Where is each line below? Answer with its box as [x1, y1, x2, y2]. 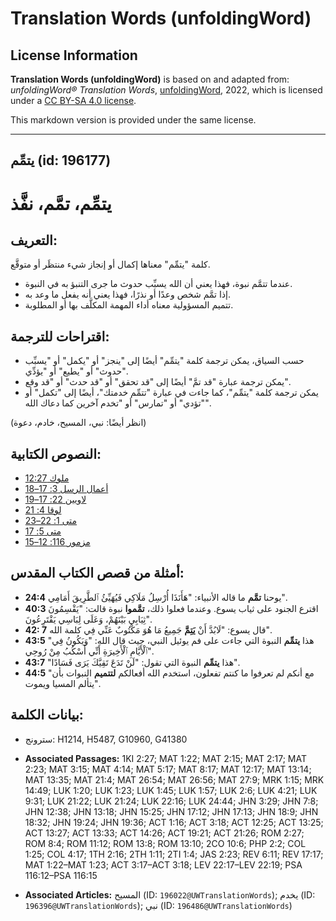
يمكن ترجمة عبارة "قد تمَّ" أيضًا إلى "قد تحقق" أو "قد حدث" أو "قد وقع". [24, 376, 291, 388]
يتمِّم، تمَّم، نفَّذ [10, 192, 112, 215]
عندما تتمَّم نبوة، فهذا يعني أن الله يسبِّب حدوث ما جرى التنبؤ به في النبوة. [24, 278, 293, 290]
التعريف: [10, 232, 58, 249]
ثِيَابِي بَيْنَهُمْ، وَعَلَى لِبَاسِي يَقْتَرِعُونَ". [24, 613, 152, 625]
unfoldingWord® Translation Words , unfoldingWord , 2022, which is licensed [10, 84, 323, 96]
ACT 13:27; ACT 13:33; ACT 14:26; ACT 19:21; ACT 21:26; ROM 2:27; [24, 827, 305, 839]
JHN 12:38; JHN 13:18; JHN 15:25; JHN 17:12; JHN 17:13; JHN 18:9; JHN [24, 805, 319, 817]
